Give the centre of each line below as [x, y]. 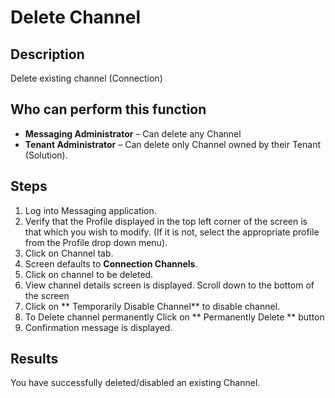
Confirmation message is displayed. [98, 327]
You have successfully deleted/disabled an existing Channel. [135, 383]
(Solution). [46, 155]
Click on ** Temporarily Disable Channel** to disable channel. [152, 306]
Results [34, 359]
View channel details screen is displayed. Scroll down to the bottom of [169, 285]
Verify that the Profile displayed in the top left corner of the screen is [166, 221]
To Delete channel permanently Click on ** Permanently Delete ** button [174, 317]
